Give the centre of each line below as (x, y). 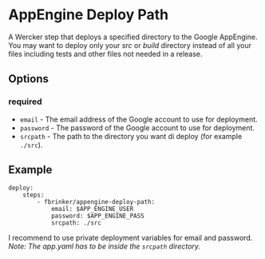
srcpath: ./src (76, 223)
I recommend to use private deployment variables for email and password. (131, 238)
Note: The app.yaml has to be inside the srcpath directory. (105, 246)
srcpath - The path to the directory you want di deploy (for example (131, 136)
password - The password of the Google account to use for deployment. (137, 128)
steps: (34, 195)
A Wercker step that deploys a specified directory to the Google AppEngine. (133, 37)
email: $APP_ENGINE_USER (92, 209)
